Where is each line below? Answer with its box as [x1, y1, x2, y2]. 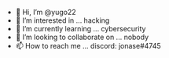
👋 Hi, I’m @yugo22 [15, 8, 76, 16]
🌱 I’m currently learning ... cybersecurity [15, 24, 146, 33]
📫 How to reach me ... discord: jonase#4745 [15, 42, 161, 50]
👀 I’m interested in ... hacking [15, 16, 110, 25]
